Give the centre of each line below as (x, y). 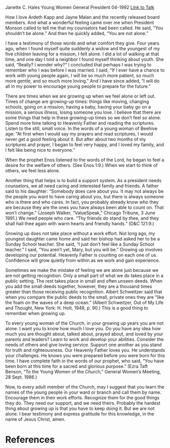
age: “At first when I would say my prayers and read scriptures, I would (79, 134)
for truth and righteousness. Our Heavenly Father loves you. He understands (85, 350)
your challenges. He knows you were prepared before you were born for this (85, 355)
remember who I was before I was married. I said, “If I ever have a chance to (85, 70)
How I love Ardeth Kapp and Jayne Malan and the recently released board (82, 17)
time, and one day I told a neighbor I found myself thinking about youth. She (84, 59)
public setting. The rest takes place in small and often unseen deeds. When (84, 281)
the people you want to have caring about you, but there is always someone (84, 197)
